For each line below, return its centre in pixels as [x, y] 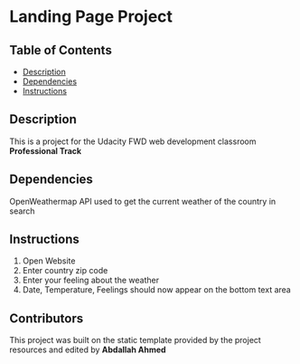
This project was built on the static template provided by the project [136, 340]
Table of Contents [61, 50]
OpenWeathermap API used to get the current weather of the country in [143, 201]
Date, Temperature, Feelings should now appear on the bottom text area [156, 290]
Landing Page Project [91, 17]
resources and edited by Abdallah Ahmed [88, 350]
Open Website [49, 261]
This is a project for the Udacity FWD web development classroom [133, 141]
